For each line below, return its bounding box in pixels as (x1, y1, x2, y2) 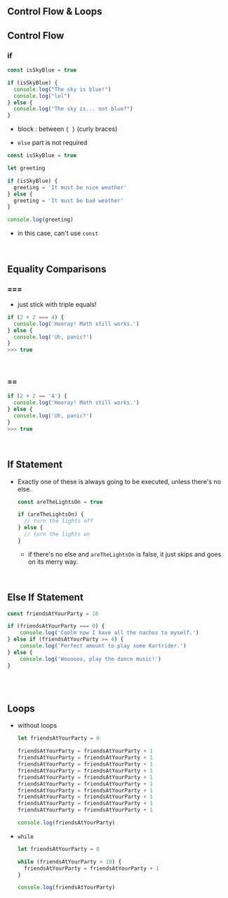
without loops (17, 721, 58, 730)
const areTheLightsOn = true (17, 498, 103, 505)
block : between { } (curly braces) (17, 125, 118, 133)
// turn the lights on (24, 531, 90, 538)
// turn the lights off (24, 517, 93, 525)
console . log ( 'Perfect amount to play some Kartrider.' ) (20, 643, 187, 650)
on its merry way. (27, 557, 79, 566)
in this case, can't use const (17, 229, 99, 238)
